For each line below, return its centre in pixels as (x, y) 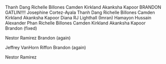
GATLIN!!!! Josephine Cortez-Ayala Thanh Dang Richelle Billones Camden (80, 12)
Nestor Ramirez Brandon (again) (38, 38)
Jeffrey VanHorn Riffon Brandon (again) (46, 47)
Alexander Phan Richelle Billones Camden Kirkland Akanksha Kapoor (76, 23)
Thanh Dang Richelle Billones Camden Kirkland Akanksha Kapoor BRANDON (83, 7)
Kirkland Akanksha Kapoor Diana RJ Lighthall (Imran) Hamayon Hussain (78, 18)
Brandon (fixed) (21, 28)
